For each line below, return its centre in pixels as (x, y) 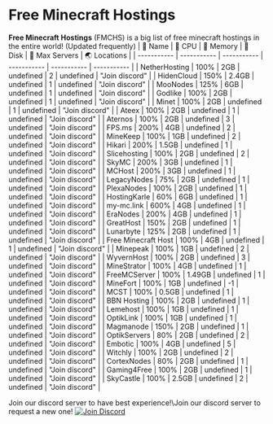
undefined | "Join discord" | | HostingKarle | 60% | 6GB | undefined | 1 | (128, 196)
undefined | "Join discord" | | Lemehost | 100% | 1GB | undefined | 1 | (123, 309)
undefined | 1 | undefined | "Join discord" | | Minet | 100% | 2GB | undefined (135, 101)
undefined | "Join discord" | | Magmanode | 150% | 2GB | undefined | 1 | (129, 326)
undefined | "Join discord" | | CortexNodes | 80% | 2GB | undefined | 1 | (128, 361)
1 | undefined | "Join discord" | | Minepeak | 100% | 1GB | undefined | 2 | (129, 248)
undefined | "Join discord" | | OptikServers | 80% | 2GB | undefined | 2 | (129, 334)
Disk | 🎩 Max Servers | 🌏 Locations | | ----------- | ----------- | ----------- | (136, 55)
